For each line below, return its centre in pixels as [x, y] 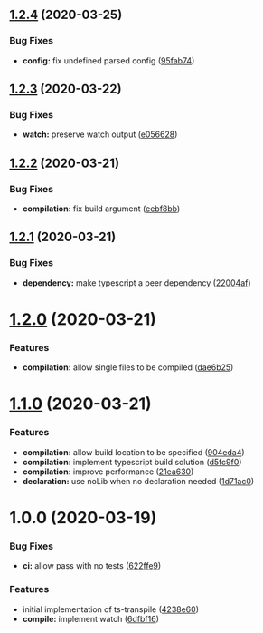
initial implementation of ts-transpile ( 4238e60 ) [110, 609]
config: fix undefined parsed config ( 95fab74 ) [108, 60]
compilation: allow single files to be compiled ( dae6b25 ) [128, 367]
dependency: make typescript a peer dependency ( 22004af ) [136, 282]
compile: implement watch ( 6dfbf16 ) [91, 618]
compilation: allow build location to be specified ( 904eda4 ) [134, 452]
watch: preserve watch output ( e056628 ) [100, 134]
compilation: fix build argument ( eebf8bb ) [101, 209]
